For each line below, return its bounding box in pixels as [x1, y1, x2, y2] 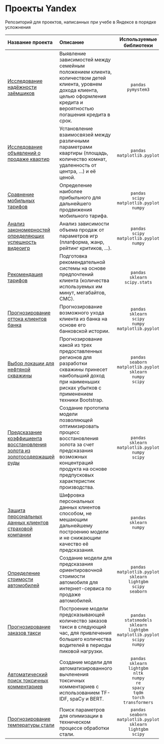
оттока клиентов [7, 315, 47, 322]
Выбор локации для [7, 360, 55, 366]
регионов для [59, 354, 92, 361]
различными [59, 137, 89, 144]
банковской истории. [59, 327, 110, 334]
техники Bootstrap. [59, 396, 103, 403]
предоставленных [59, 347, 102, 354]
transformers [123, 700, 154, 705]
